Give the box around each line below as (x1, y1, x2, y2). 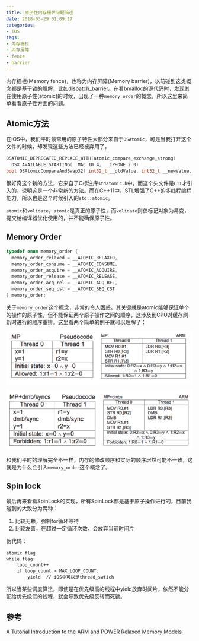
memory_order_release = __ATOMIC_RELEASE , (11, 274, 118, 280)
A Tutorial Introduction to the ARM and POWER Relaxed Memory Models (6, 628, 182, 635)
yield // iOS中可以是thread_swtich (27, 575, 114, 580)
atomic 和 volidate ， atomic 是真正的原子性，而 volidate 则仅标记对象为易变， (6, 207, 190, 214)
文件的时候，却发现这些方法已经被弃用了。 (6, 143, 110, 150)
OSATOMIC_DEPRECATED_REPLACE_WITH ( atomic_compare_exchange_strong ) (6, 156, 176, 161)
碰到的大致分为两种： (6, 505, 58, 512)
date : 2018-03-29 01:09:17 (6, 15, 73, 22)
